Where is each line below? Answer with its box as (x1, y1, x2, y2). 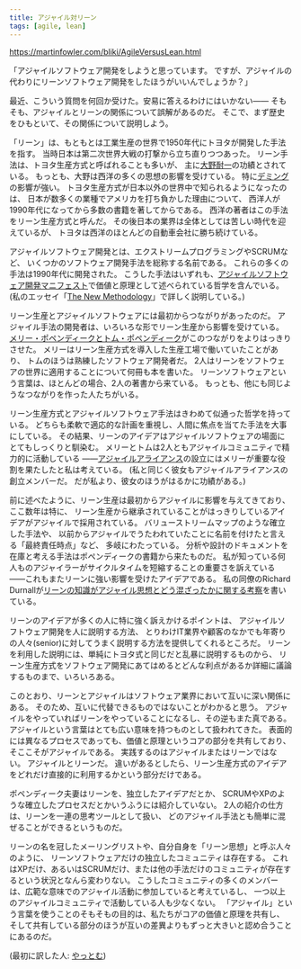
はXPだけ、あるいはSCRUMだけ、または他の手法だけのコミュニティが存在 (9, 863, 284, 874)
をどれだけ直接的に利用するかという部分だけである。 (9, 768, 207, 779)
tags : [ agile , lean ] (9, 22, 87, 31)
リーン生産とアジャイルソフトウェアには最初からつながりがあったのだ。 (9, 310, 276, 320)
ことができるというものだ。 (24, 821, 128, 832)
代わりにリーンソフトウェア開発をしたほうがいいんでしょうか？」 (9, 76, 253, 86)
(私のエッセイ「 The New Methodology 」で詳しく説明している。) (9, 291, 245, 301)
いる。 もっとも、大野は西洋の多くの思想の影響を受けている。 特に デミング (9, 170, 289, 181)
